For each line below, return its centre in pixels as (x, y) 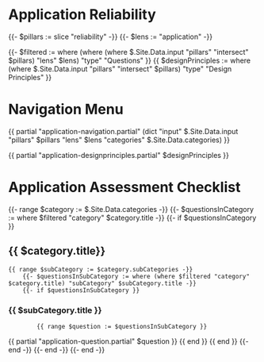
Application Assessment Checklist (124, 187)
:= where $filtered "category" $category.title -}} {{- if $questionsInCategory (132, 218)
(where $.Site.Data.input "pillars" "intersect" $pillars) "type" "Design (120, 68)
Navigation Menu (66, 110)
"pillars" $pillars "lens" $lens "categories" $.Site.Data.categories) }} (119, 140)
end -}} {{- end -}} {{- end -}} (57, 349)
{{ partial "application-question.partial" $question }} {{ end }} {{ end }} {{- (128, 341)
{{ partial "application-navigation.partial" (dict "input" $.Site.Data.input (123, 131)
